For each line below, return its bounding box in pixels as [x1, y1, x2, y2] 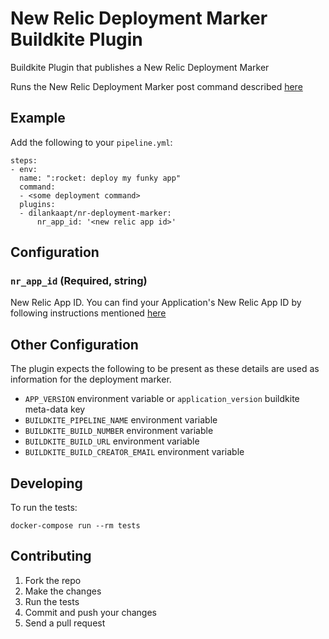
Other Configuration [10, 336, 139, 353]
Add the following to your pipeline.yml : [10, 136, 173, 148]
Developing [10, 475, 83, 492]
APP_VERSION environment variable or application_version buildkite [24, 393, 300, 405]
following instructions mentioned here [10, 307, 167, 319]
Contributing [10, 548, 92, 565]
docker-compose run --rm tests [10, 521, 141, 531]
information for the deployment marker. [10, 373, 172, 386]
